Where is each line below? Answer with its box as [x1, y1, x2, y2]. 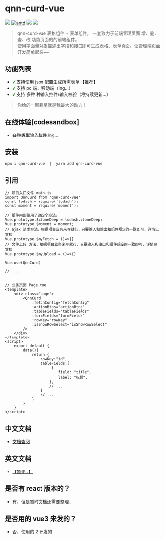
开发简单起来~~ [17, 49, 49, 55]
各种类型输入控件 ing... [12, 132, 59, 138]
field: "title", [58, 370, 92, 375]
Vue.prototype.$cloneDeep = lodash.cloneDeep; [5, 217, 103, 222]
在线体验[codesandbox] [5, 118, 79, 127]
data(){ [23, 348, 39, 353]
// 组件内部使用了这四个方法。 [5, 213, 60, 218]
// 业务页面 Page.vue [5, 283, 47, 288]
